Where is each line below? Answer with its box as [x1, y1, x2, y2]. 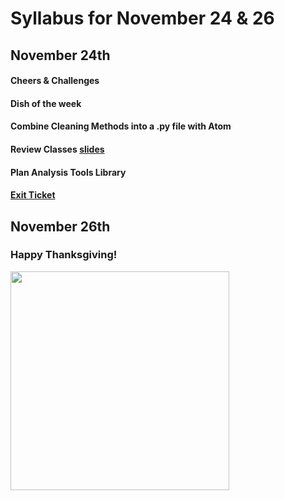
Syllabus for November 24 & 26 [10, 7, 275, 30]
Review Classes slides [10, 143, 105, 155]
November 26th [10, 218, 111, 235]
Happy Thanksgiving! [10, 248, 118, 262]
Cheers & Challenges [10, 75, 100, 87]
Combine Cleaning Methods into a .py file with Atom [10, 120, 232, 132]
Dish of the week [10, 97, 82, 109]
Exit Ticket [10, 189, 56, 201]
